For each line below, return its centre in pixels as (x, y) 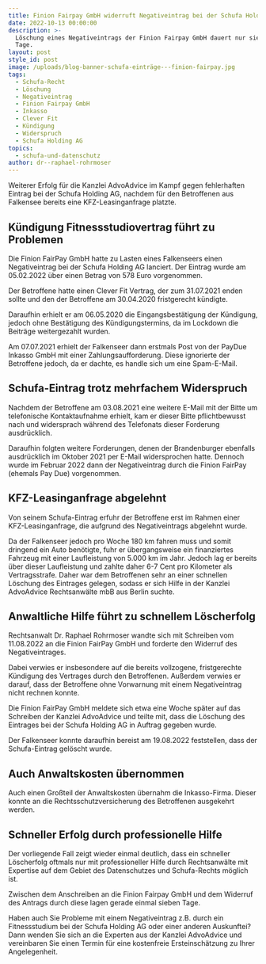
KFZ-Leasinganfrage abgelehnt (87, 499)
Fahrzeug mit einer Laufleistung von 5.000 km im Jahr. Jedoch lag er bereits (133, 558)
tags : (17, 74)
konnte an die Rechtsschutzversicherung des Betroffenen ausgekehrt (122, 802)
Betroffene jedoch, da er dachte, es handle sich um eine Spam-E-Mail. (123, 363)
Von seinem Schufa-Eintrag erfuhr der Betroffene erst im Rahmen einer (124, 517)
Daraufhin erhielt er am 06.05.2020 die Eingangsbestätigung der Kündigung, (133, 314)
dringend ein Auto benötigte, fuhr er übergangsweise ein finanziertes (121, 549)
